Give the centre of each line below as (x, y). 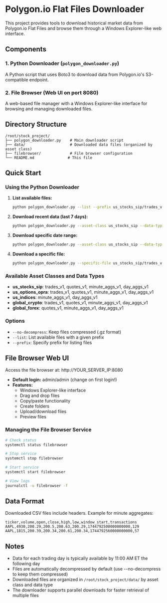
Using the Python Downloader (42, 187)
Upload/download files (43, 411)
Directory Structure (36, 124)
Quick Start (23, 173)
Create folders (35, 406)
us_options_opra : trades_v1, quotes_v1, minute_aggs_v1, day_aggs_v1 (83, 292)
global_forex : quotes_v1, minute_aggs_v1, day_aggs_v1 (68, 308)
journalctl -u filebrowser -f (37, 486)
